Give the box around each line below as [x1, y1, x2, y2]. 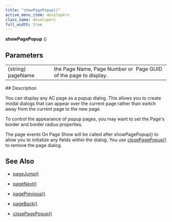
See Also [5, 157, 34, 166]
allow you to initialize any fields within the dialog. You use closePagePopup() [5, 137, 167, 143]
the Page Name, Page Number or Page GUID [53, 65, 163, 72]
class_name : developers [5, 17, 56, 22]
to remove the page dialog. [5, 142, 62, 149]
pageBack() [12, 200, 38, 207]
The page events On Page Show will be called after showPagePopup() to [5, 132, 159, 138]
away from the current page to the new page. [5, 106, 101, 112]
